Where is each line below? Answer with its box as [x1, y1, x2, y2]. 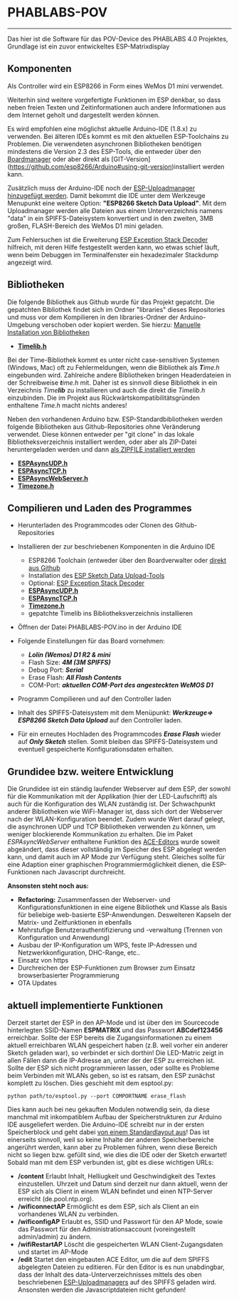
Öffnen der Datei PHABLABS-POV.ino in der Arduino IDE [17, 623, 183, 631]
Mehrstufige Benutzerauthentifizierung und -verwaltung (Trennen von [17, 926, 223, 934]
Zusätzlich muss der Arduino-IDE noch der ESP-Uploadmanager [7, 183, 196, 192]
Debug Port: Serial [28, 665, 84, 674]
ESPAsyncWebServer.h [17, 474, 89, 482]
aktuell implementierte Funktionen [7, 999, 164, 1012]
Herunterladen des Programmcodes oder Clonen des [17, 521, 174, 529]
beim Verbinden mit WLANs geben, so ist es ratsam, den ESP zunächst [7, 1072, 216, 1079]
